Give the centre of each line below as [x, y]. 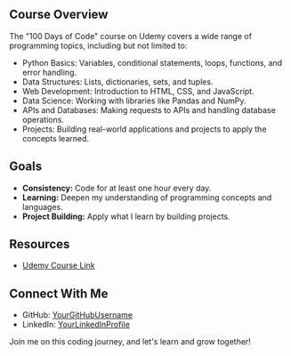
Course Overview [59, 15]
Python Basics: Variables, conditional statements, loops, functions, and [152, 62]
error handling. [49, 72]
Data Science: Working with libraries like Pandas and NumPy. [134, 101]
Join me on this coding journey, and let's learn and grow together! [130, 342]
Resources [40, 244]
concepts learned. [56, 138]
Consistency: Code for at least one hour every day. [117, 188]
